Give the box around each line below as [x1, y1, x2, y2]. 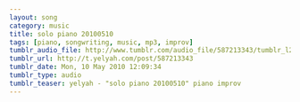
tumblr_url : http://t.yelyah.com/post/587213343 [9, 54, 194, 63]
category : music [9, 21, 70, 30]
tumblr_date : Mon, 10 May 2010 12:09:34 [9, 63, 162, 72]
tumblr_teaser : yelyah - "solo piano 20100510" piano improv [9, 79, 242, 88]
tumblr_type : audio [9, 71, 82, 80]
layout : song [9, 12, 58, 22]
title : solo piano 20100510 [9, 29, 114, 38]
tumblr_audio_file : [9, 46, 82, 55]
